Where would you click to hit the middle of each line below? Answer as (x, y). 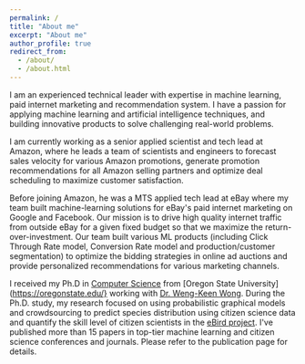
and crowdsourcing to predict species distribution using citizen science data (152, 312)
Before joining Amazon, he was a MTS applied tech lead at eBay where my (149, 198)
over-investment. (41, 236)
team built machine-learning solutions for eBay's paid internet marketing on (151, 207)
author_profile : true (51, 43)
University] (258, 283)
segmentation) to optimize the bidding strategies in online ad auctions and (149, 255)
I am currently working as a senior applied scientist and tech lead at (137, 141)
